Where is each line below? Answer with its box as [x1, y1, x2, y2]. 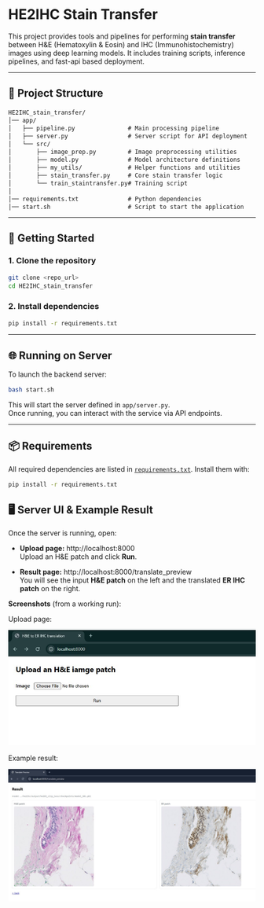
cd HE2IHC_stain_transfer [8, 282, 93, 290]
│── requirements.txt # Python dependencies [8, 195, 202, 203]
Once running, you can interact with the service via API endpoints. [8, 409, 222, 418]
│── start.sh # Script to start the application [8, 203, 244, 211]
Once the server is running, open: [8, 528, 117, 538]
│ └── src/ [8, 140, 51, 148]
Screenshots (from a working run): [8, 599, 122, 608]
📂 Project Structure [8, 86, 104, 100]
